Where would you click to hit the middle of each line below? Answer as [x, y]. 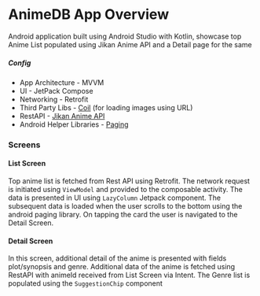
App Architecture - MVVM [62, 82]
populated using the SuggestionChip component [86, 283]
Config [20, 63]
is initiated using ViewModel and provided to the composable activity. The [126, 190]
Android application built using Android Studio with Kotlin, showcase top [125, 36]
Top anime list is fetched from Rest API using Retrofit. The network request [129, 181]
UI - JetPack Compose [56, 91]
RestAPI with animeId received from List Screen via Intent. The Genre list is [129, 275]
